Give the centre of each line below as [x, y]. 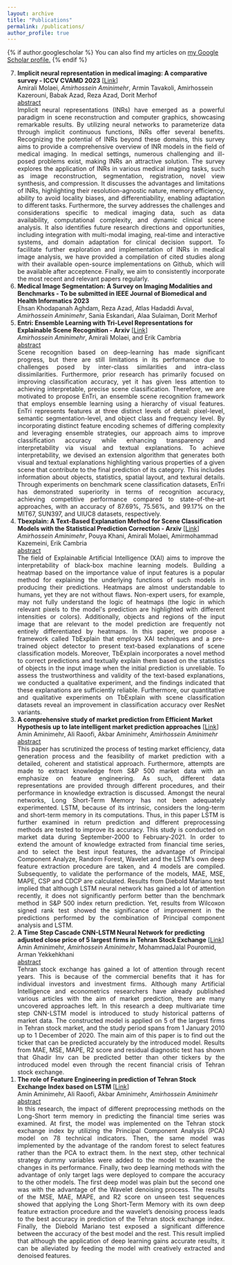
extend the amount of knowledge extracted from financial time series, [121, 845]
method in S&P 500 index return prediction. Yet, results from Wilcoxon [121, 903]
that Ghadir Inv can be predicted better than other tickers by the [121, 1058]
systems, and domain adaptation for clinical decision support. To [121, 242]
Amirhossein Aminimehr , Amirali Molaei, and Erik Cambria [99, 338]
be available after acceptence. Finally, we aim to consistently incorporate [121, 272]
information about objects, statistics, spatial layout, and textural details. [121, 477]
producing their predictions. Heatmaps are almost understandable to [121, 588]
